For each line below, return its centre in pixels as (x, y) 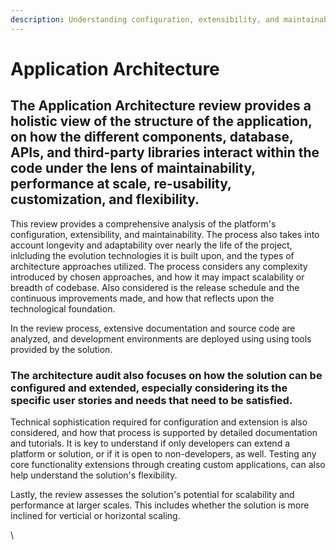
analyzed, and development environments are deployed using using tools (161, 338)
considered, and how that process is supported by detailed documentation (164, 432)
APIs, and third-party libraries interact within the (165, 152)
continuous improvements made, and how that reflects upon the (142, 298)
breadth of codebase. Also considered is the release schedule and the (155, 287)
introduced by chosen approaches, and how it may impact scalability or (157, 277)
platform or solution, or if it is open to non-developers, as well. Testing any (163, 453)
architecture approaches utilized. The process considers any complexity (159, 266)
